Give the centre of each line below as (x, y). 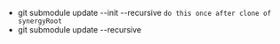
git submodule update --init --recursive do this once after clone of (144, 13)
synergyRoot (40, 21)
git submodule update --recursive (80, 29)
